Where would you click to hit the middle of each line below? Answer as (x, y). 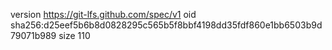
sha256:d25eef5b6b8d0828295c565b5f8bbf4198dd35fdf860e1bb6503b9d (166, 25)
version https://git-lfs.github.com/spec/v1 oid (103, 14)
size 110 (74, 35)
